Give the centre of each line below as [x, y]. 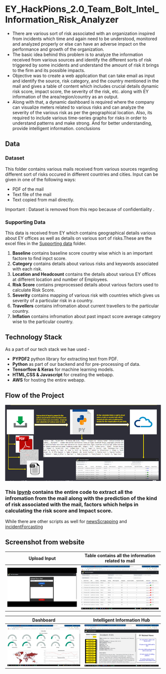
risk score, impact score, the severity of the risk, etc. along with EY [81, 91]
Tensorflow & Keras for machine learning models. [63, 369]
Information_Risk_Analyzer [62, 20]
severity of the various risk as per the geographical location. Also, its [82, 112]
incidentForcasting [24, 527]
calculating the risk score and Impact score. [59, 511]
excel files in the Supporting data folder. [46, 243]
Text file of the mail [32, 194]
